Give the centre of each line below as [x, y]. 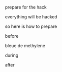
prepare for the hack [26, 7]
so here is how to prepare [31, 26]
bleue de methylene [25, 46]
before [12, 36]
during [12, 55]
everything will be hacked [31, 17]
